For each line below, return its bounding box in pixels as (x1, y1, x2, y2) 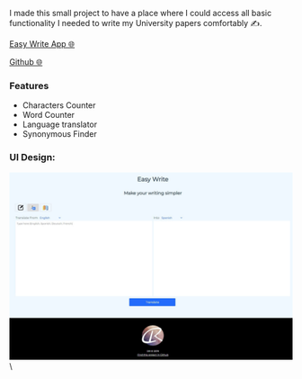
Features (9, 79, 49, 92)
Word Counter (22, 110, 75, 121)
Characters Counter (22, 100, 96, 111)
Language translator (22, 119, 97, 130)
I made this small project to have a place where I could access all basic (9, 8, 272, 18)
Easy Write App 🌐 (9, 39, 75, 49)
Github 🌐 (9, 57, 43, 67)
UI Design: (9, 151, 56, 164)
